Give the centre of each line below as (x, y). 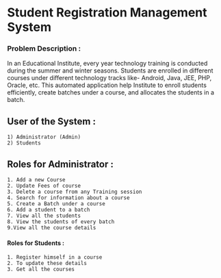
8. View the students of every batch (61, 222)
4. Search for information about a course (68, 198)
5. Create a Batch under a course (56, 204)
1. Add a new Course (37, 180)
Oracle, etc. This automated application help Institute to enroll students (107, 85)
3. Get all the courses (41, 269)
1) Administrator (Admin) (44, 137)
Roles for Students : (36, 243)
